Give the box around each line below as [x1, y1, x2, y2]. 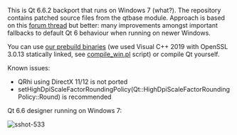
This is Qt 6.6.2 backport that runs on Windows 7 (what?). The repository [7, 6, 221, 14]
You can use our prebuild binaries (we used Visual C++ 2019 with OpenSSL [7, 43, 228, 50]
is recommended [61, 92, 112, 101]
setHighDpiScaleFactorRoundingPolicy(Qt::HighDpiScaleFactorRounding [17, 85, 230, 93]
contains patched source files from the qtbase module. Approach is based [7, 13, 226, 22]
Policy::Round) [17, 92, 60, 101]
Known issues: [7, 64, 51, 72]
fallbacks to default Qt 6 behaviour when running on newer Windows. [7, 28, 211, 37]
